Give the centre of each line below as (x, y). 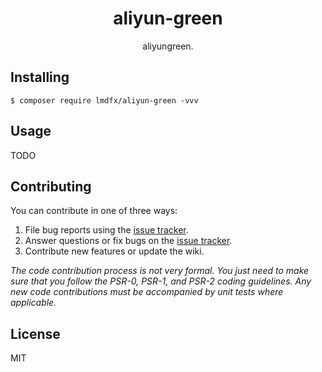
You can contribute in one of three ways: (94, 211)
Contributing (51, 186)
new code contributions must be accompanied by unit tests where (147, 292)
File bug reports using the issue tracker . (106, 230)
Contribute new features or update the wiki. (114, 251)
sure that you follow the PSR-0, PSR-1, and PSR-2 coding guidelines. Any (161, 281)
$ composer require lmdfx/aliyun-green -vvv (104, 100)
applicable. (33, 303)
